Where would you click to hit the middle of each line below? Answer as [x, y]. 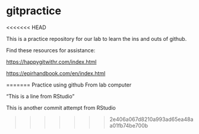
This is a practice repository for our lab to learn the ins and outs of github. [97, 39]
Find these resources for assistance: [51, 50]
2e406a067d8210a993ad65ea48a [151, 119]
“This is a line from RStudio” [40, 96]
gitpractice [34, 11]
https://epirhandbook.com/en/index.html [56, 73]
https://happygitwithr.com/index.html [51, 62]
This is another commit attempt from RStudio [61, 107]
